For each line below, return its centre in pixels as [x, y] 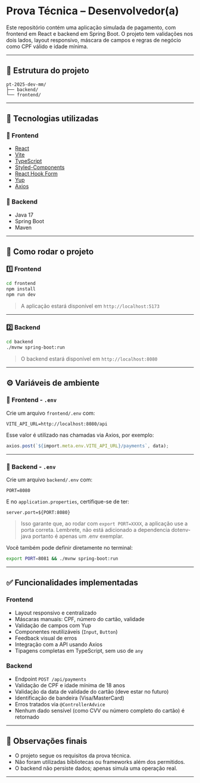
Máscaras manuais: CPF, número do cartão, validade [79, 619]
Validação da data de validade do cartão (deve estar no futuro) [92, 691]
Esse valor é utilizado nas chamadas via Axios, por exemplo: [80, 435]
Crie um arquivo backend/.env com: [49, 480]
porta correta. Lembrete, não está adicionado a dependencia [95, 530]
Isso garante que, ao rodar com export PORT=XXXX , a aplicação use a [104, 523]
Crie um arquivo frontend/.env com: [51, 413]
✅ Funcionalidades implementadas [72, 583]
